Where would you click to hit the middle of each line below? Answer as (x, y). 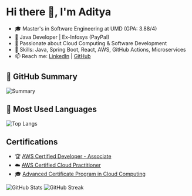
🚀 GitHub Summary (42, 77)
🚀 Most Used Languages (51, 109)
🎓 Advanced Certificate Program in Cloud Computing (80, 174)
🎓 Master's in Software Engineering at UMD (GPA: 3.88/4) (86, 28)
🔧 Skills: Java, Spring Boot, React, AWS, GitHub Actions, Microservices (100, 49)
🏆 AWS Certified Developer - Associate (63, 156)
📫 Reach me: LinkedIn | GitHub (53, 56)
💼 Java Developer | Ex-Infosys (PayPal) (62, 37)
